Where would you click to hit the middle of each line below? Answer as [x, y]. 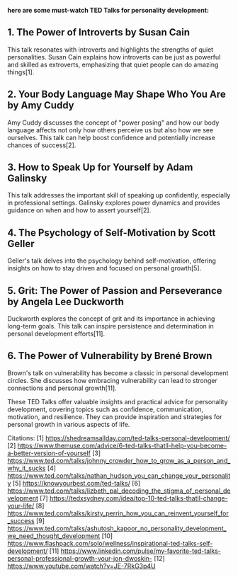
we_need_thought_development [54, 536]
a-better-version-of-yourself [49, 453]
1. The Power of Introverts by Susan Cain [98, 32]
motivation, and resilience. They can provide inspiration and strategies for [115, 416]
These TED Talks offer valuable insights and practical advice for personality [118, 401]
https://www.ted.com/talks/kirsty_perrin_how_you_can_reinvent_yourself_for [118, 513]
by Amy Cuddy [41, 105]
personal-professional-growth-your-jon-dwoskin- [80, 558]
